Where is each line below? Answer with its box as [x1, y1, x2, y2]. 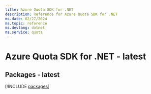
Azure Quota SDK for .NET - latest [5, 51, 147, 62]
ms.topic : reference [5, 21, 48, 26]
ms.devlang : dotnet [5, 25, 45, 30]
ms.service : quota [5, 30, 43, 35]
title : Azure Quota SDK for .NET [5, 7, 74, 12]
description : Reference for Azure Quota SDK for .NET [5, 12, 118, 17]
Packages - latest [5, 70, 60, 79]
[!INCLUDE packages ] [5, 84, 50, 89]
